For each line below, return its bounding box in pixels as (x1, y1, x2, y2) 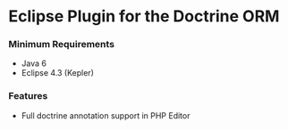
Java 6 (21, 58, 47, 69)
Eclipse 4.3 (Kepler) (21, 68, 95, 78)
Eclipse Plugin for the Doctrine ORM (8, 6, 280, 27)
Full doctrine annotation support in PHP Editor (21, 110, 191, 121)
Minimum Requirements (8, 38, 115, 51)
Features (8, 90, 48, 102)
